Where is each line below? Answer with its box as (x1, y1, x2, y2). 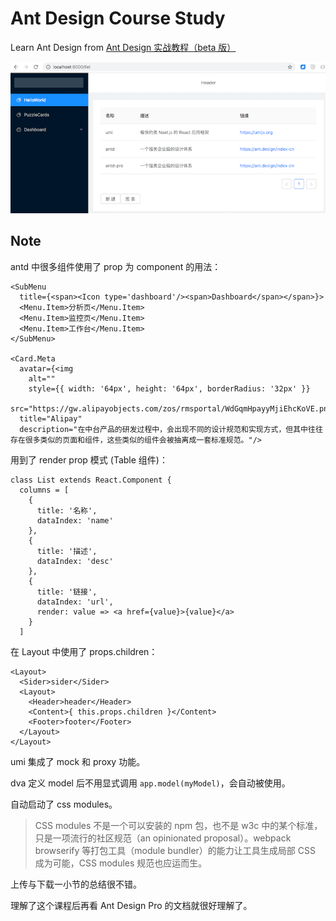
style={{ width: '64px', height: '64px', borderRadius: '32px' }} (28, 383, 311, 394)
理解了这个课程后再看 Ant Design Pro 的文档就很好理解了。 (10, 899, 253, 911)
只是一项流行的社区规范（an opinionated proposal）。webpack (34, 832, 292, 844)
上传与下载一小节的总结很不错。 (10, 878, 142, 890)
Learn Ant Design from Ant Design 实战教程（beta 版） (10, 41, 237, 53)
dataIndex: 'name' (36, 515, 114, 526)
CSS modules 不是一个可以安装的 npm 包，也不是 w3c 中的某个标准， (34, 819, 323, 831)
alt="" (28, 373, 56, 384)
